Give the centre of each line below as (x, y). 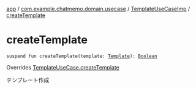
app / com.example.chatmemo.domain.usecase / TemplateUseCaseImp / (98, 9)
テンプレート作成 (28, 80)
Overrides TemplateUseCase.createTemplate (63, 67)
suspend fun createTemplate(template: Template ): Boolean (82, 56)
